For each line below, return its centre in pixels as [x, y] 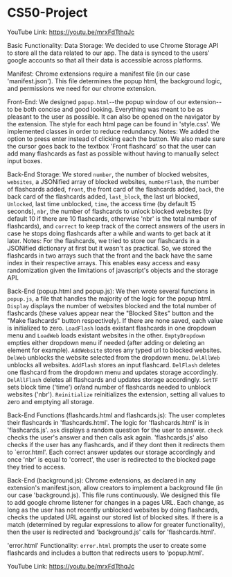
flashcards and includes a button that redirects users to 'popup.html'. [106, 553]
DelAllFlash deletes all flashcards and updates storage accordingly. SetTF [113, 379]
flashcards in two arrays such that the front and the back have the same [110, 256]
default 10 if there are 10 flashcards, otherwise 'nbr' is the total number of [112, 218]
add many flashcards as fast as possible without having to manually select [113, 153]
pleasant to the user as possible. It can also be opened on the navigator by [114, 117]
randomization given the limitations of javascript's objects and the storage [113, 270]
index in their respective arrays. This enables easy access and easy [104, 262]
